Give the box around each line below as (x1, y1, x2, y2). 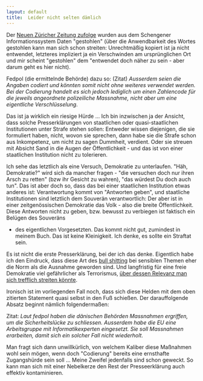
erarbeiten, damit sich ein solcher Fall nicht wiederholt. (6, 331, 144, 339)
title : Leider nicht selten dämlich (6, 15, 101, 21)
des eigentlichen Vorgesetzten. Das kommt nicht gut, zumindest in (14, 226, 181, 233)
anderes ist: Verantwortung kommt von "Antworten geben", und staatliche (6, 188, 190, 195)
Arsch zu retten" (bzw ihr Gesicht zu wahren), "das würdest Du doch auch (6, 175, 192, 183)
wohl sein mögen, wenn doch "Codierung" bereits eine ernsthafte (6, 350, 170, 357)
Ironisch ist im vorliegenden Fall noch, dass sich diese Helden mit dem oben (6, 288, 196, 295)
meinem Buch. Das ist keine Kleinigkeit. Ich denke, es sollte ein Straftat (14, 232, 192, 239)
